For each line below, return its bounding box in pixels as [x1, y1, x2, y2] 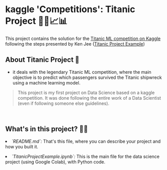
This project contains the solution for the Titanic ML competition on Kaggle [5, 35, 161, 41]
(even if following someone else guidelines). [17, 100, 109, 106]
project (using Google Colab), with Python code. [5, 158, 105, 165]
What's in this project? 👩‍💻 [5, 125, 88, 134]
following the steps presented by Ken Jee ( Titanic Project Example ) [5, 40, 145, 47]
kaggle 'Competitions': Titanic [5, 4, 135, 15]
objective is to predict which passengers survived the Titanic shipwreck [12, 74, 162, 80]
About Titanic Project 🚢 [5, 56, 80, 64]
